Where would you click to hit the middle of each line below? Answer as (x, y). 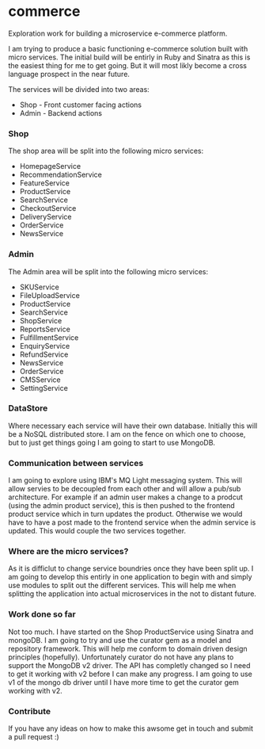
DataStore (28, 408)
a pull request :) (34, 737)
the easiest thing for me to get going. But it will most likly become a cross (128, 65)
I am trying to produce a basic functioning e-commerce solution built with (128, 48)
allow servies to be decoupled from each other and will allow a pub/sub (125, 489)
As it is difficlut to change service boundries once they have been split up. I (131, 568)
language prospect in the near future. (69, 74)
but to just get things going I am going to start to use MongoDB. (112, 442)
